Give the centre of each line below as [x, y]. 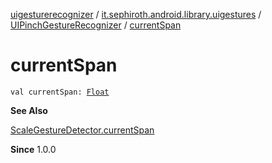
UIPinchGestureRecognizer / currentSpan [96, 25]
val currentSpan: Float [60, 92]
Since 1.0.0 [33, 149]
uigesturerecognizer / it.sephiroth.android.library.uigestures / [136, 14]
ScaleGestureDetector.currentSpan [82, 130]
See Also [29, 110]
